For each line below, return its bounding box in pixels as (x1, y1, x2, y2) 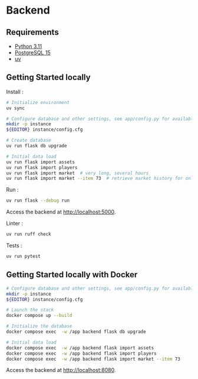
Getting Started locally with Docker (6, 270, 138, 280)
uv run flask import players (6, 164, 78, 170)
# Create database (6, 137, 51, 144)
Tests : (6, 242, 22, 249)
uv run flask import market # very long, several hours (6, 170, 149, 176)
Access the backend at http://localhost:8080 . (6, 367, 116, 374)
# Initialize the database (6, 323, 72, 329)
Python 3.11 (14, 43, 42, 50)
